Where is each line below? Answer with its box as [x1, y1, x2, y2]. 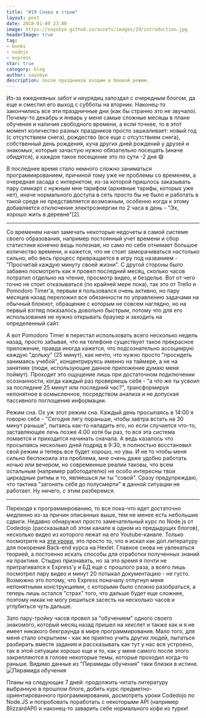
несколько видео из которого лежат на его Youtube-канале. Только [6, 531, 184, 538]
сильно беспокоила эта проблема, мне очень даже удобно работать [6, 455, 187, 462]
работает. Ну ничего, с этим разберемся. [6, 487, 115, 494]
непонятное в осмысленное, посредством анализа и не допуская [6, 391, 179, 398]
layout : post [6, 15, 40, 21]
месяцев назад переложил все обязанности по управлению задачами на [6, 294, 199, 301]
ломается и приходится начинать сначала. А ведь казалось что [6, 435, 174, 442]
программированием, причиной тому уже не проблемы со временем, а [6, 171, 196, 179]
